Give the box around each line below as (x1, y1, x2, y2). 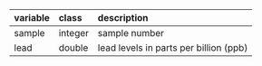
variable (14, 12, 50, 24)
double (58, 42, 89, 53)
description (97, 12, 149, 24)
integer (58, 27, 89, 39)
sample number (97, 27, 165, 39)
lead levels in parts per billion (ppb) (97, 42, 248, 53)
